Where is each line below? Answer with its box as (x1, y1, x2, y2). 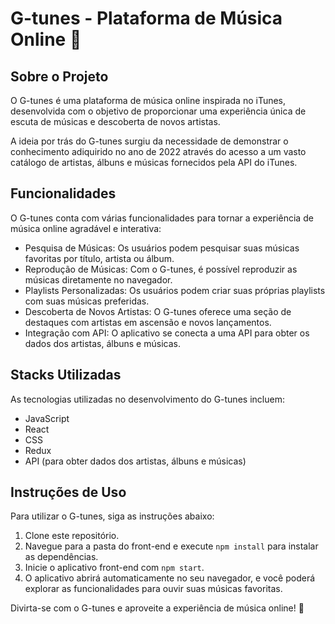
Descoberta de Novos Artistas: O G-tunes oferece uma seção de (24, 305, 292, 317)
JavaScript (24, 412, 70, 424)
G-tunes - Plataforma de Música (10, 7, 283, 30)
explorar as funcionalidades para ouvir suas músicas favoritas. (24, 583, 283, 595)
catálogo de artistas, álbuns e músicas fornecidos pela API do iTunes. (10, 157, 298, 168)
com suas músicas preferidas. (24, 295, 150, 307)
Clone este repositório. (24, 530, 120, 542)
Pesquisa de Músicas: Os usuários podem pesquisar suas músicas (24, 242, 300, 254)
